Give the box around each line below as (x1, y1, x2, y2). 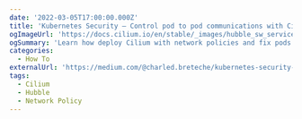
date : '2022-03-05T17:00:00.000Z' (9, 13, 139, 22)
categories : (9, 47, 54, 55)
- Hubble (17, 88, 50, 97)
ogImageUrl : (9, 30, 54, 38)
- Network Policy (17, 96, 83, 106)
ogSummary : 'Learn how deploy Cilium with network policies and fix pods (9, 38, 292, 47)
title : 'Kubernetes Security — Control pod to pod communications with (9, 21, 283, 30)
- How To (17, 55, 50, 64)
